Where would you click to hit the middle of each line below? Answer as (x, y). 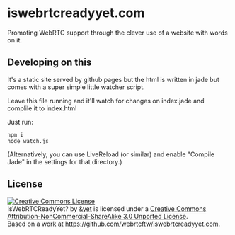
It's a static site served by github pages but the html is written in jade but (113, 79)
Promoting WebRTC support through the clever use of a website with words (117, 33)
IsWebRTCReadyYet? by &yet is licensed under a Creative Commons (107, 208)
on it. (15, 40)
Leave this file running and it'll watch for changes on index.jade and (106, 101)
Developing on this (50, 63)
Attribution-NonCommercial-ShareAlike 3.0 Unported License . (98, 216)
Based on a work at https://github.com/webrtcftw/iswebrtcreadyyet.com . (114, 224)
